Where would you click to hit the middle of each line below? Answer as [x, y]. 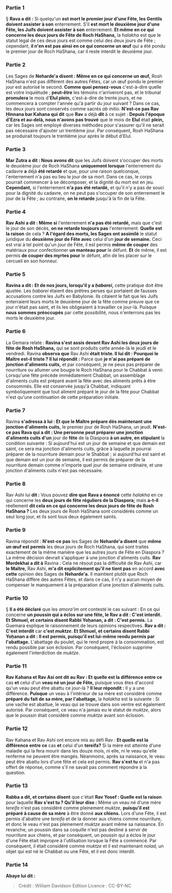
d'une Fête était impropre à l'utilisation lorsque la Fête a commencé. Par [81, 840]
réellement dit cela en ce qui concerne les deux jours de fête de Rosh [80, 506]
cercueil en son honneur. [32, 261]
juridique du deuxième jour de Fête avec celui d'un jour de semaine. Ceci [84, 239]
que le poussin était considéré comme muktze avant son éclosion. [75, 715]
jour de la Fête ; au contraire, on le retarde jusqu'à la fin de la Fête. [76, 198]
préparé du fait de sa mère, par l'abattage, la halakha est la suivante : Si [83, 699]
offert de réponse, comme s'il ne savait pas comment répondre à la [76, 767]
